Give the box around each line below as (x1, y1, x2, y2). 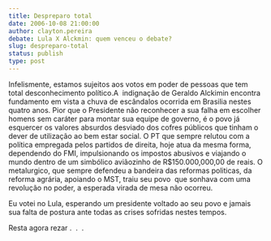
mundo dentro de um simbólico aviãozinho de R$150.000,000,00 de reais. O (8, 157, 264, 166)
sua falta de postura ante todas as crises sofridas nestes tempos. (8, 207, 227, 217)
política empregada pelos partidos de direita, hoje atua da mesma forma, (8, 140, 252, 149)
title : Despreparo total (8, 11, 92, 20)
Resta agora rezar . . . (8, 222, 84, 232)
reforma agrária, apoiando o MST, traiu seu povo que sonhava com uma (8, 174, 251, 183)
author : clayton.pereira (8, 27, 92, 35)
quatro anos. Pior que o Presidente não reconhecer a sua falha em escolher (8, 105, 261, 114)
